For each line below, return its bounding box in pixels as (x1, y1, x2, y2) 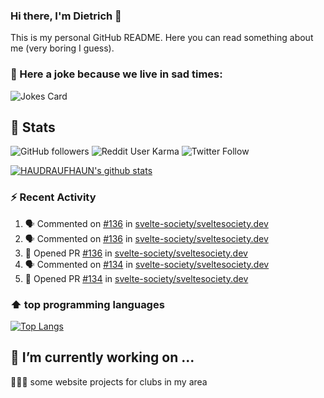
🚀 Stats (10, 119, 56, 136)
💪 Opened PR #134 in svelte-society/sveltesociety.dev (24, 272, 249, 284)
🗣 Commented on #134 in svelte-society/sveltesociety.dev (24, 258, 270, 270)
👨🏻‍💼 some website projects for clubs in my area (10, 375, 208, 388)
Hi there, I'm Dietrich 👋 (10, 9, 122, 23)
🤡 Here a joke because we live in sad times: (10, 67, 223, 81)
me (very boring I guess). (10, 42, 115, 54)
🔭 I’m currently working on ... (10, 349, 195, 366)
